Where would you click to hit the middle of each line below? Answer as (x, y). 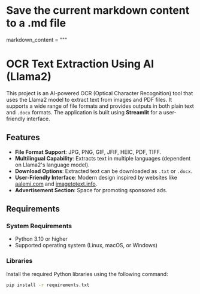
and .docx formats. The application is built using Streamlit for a (84, 112)
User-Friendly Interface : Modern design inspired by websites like (96, 177)
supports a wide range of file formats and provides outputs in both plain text (100, 106)
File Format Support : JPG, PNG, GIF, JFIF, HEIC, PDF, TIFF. (88, 152)
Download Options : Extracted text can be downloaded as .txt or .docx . (104, 171)
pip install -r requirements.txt (48, 285)
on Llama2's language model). (52, 165)
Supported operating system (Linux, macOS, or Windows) (86, 245)
